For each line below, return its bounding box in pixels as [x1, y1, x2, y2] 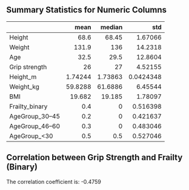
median [100, 22, 123, 31]
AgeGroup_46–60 [9, 121, 61, 130]
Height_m [9, 72, 37, 81]
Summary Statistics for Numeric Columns [6, 5, 167, 15]
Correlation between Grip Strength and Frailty [6, 152, 183, 163]
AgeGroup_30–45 [9, 112, 61, 120]
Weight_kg [9, 82, 39, 90]
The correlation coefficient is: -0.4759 [6, 178, 101, 185]
